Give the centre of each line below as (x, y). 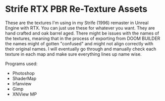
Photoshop (23, 73)
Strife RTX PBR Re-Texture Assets (76, 9)
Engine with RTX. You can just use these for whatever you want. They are (80, 28)
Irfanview (22, 84)
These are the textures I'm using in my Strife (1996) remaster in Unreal (77, 23)
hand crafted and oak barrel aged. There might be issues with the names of (82, 33)
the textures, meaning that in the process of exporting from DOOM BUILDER (83, 38)
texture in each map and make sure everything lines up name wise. (74, 54)
